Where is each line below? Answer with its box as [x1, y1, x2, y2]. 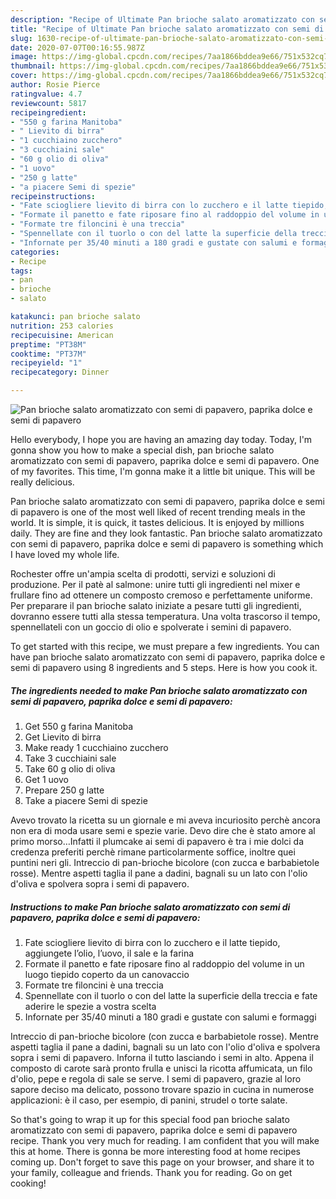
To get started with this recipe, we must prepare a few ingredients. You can [10, 641, 320, 652]
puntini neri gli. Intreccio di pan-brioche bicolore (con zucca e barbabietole [10, 856, 320, 868]
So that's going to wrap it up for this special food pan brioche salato [10, 1113, 290, 1125]
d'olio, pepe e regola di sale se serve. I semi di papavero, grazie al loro [10, 1072, 302, 1085]
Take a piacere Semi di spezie [24, 794, 148, 806]
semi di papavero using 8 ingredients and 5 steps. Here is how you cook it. [10, 662, 318, 673]
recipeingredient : [10, 107, 87, 118]
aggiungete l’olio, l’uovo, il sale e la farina [24, 947, 195, 959]
